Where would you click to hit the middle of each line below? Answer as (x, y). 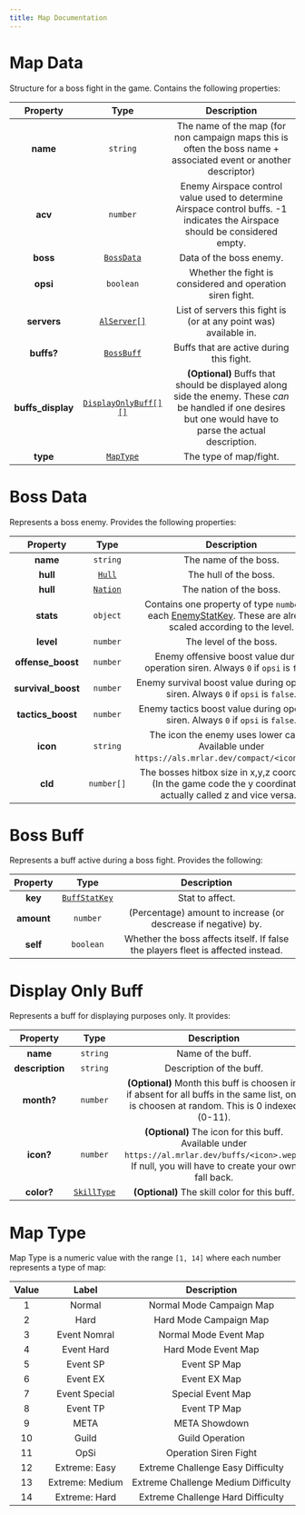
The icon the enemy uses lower (216, 734)
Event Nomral (86, 1335)
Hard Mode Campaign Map (212, 1321)
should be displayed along (231, 384)
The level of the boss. (231, 642)
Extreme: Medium (86, 1482)
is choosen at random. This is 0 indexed (214, 1106)
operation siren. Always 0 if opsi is (217, 667)
